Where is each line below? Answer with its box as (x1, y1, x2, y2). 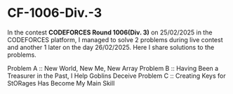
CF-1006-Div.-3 (7, 5, 102, 21)
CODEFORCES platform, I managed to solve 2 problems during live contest (7, 35, 223, 43)
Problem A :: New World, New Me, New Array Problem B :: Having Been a (7, 64, 219, 72)
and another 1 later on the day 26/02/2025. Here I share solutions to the (7, 43, 215, 51)
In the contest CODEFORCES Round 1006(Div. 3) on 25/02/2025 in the (7, 28, 213, 36)
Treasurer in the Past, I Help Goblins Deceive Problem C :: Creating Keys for (7, 72, 226, 80)
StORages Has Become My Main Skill (7, 79, 115, 87)
